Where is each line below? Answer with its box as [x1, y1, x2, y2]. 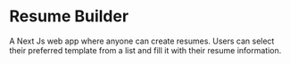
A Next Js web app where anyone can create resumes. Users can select [9, 36, 275, 46]
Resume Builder [9, 6, 129, 27]
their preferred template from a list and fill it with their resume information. [9, 44, 282, 55]
